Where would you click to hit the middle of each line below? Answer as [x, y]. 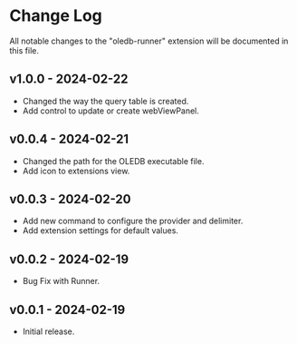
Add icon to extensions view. [76, 171]
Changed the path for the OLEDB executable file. [113, 161]
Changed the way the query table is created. [105, 101]
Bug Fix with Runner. [61, 281]
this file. [24, 50]
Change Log [56, 16]
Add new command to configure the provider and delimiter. [133, 221]
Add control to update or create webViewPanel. [110, 111]
